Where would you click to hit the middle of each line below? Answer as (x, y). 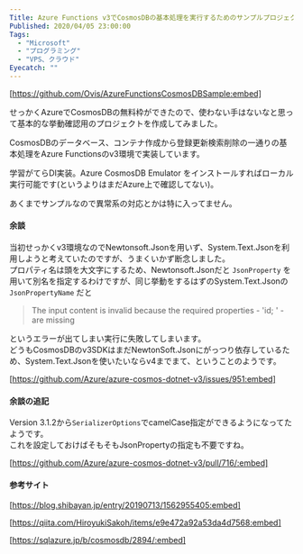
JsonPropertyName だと (51, 293)
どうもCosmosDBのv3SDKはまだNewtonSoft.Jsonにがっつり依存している (146, 350)
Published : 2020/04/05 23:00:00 (70, 26)
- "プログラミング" (49, 51)
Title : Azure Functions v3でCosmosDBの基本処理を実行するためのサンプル (136, 18)
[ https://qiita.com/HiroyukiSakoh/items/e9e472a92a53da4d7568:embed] (145, 522)
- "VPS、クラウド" (48, 59)
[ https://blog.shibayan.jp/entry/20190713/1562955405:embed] (125, 505)
